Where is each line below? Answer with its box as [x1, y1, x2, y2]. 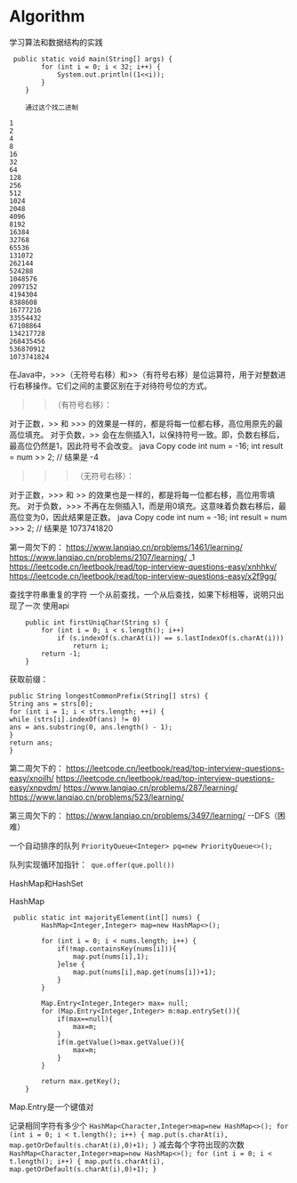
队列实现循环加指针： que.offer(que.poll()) [9, 859, 175, 869]
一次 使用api [24, 600, 69, 611]
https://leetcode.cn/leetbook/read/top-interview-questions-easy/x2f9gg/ [9, 570, 277, 581]
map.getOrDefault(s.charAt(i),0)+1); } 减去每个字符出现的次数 [9, 1138, 245, 1150]
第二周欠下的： [9, 763, 64, 773]
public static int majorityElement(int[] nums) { [12, 913, 201, 922]
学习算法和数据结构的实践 [9, 37, 103, 47]
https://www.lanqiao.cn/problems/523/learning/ [9, 791, 184, 803]
